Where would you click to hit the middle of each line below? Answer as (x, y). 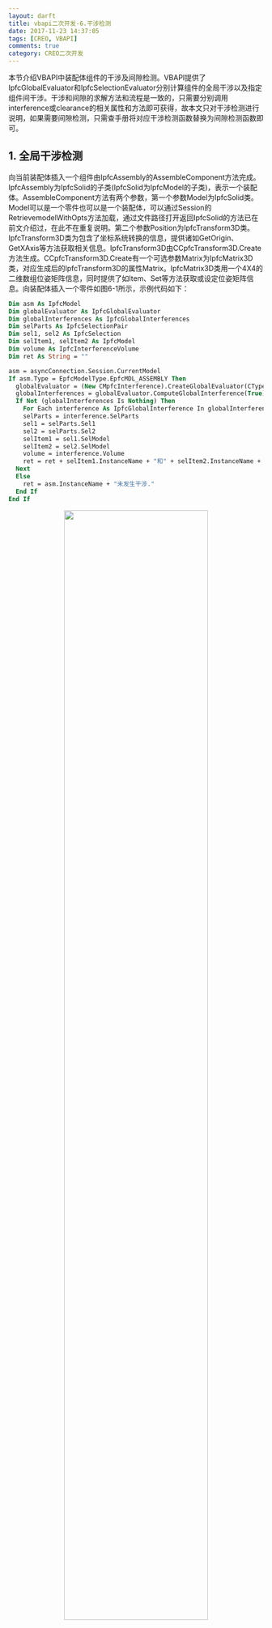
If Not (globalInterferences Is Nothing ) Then (96, 402)
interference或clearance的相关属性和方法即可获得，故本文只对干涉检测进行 (134, 108)
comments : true (34, 46)
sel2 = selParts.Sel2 (59, 431)
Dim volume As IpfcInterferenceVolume (74, 349)
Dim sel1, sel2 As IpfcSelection (65, 334)
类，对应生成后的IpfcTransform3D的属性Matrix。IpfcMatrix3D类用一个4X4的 (136, 268)
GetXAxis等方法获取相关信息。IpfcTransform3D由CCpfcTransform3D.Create (135, 248)
